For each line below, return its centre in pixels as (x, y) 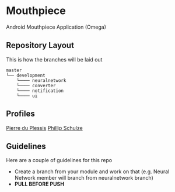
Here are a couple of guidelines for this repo (59, 160)
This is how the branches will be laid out (54, 59)
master (14, 70)
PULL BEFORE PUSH (39, 184)
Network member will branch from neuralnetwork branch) (84, 178)
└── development (26, 75)
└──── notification (40, 91)
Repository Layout (40, 45)
